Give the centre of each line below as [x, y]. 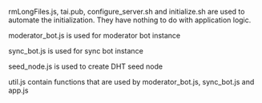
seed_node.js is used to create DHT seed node [85, 66]
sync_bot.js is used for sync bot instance [76, 51]
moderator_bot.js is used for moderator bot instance [95, 36]
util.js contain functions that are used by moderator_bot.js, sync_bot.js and [131, 82]
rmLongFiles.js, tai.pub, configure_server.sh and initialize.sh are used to [127, 12]
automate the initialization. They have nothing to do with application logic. [130, 20]
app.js [18, 90]
